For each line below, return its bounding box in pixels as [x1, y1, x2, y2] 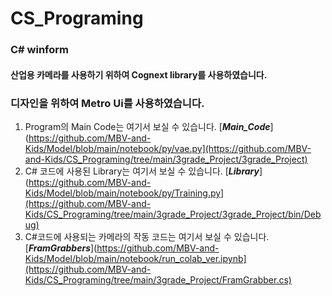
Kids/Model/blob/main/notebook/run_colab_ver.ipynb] [24, 253, 247, 264]
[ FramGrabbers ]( [24, 242, 98, 254]
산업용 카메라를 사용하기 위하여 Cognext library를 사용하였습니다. [10, 68, 268, 81]
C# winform [10, 43, 70, 57]
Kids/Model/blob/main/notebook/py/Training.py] [24, 187, 225, 199]
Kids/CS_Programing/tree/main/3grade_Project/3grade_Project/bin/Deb [24, 208, 322, 220]
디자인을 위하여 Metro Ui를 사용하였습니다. [10, 96, 205, 110]
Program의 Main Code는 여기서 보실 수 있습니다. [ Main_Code [24, 121, 271, 132]
